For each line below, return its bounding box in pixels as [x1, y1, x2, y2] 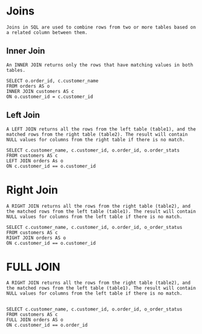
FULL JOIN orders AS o [6, 317, 64, 323]
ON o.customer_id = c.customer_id [6, 94, 94, 100]
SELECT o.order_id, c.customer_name [6, 77, 99, 84]
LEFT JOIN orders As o [6, 158, 64, 164]
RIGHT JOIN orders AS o [6, 234, 67, 241]
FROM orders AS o [6, 83, 50, 89]
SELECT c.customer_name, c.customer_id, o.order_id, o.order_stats [6, 147, 180, 153]
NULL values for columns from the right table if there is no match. [6, 136, 186, 143]
